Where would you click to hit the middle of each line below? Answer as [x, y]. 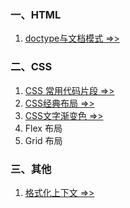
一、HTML [36, 14]
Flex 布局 [43, 128]
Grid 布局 [43, 140]
